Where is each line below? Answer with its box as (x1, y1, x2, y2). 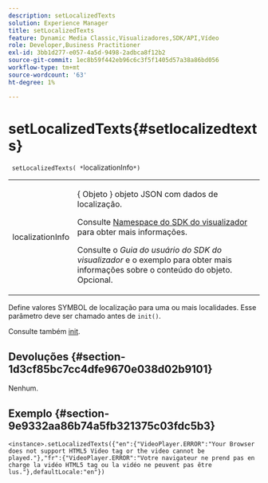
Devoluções (8, 350, 69, 363)
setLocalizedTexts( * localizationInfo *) (11, 163, 141, 172)
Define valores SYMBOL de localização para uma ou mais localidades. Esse (8, 303, 257, 312)
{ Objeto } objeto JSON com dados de (77, 189, 219, 200)
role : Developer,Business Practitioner (8, 41, 141, 49)
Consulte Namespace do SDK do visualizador (77, 217, 248, 228)
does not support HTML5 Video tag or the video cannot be (8, 447, 205, 455)
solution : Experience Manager (8, 19, 109, 27)
